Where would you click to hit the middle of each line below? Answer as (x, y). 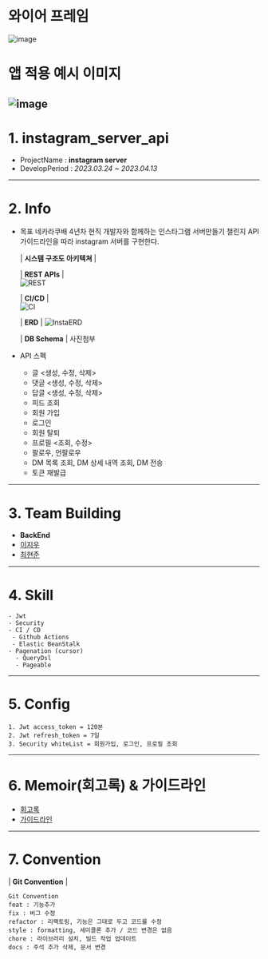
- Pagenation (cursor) (46, 651)
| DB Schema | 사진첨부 (57, 339)
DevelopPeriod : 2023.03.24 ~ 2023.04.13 (89, 169)
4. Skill (31, 595)
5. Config (39, 704)
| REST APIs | (42, 275)
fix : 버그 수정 (32, 913)
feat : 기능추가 (32, 905)
